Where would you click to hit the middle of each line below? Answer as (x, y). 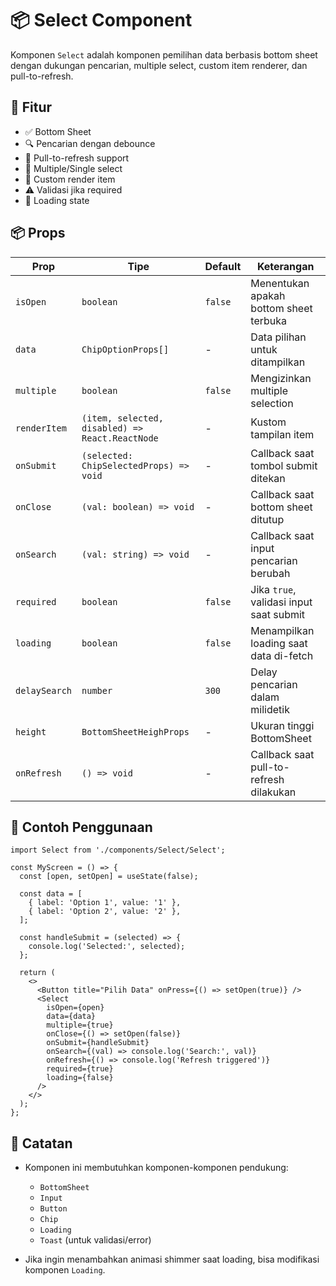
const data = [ (51, 894)
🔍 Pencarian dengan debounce (90, 143)
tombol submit (284, 465)
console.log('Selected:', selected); (107, 947)
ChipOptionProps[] (125, 349)
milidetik (270, 709)
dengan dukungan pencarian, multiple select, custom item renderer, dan (159, 65)
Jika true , (273, 589)
